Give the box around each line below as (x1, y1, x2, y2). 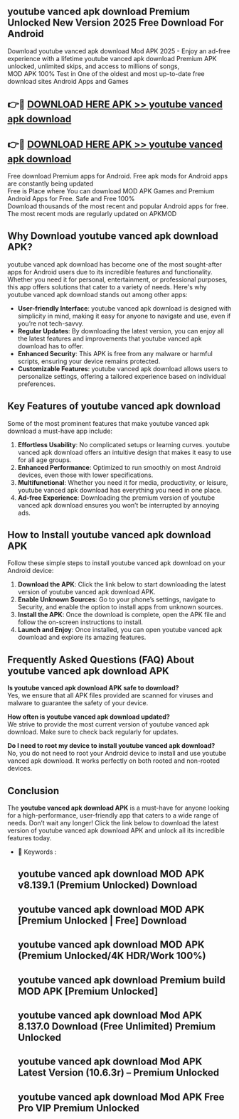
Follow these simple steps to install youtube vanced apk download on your (7, 559, 226, 567)
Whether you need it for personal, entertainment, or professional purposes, (7, 275, 228, 284)
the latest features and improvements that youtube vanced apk (17, 334, 202, 343)
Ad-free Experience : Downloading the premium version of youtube (17, 493, 216, 502)
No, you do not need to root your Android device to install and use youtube (7, 749, 226, 758)
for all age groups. (17, 455, 72, 464)
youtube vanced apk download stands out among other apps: (7, 290, 188, 299)
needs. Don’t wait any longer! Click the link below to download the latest (7, 819, 219, 828)
